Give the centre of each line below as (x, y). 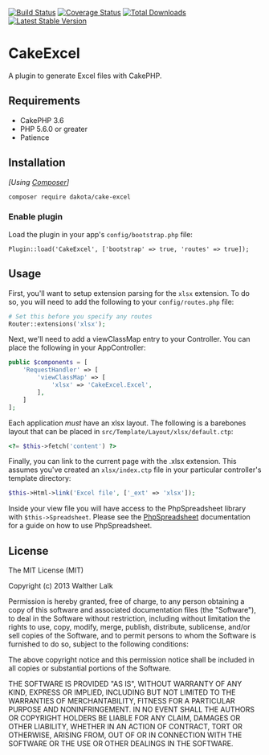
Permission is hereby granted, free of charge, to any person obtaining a (126, 601)
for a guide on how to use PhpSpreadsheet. (80, 526)
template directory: (40, 478)
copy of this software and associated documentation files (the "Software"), (132, 610)
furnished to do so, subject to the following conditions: (98, 644)
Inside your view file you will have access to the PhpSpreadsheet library (127, 509)
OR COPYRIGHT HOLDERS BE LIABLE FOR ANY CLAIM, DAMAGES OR (124, 718)
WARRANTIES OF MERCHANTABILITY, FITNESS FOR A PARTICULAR (122, 701)
